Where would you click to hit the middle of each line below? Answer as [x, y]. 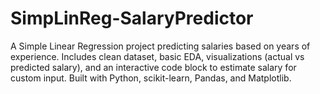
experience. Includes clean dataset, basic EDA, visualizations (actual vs [157, 56]
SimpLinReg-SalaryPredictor [132, 18]
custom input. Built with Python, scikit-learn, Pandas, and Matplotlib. [151, 78]
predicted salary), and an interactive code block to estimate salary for [153, 67]
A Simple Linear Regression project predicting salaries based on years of [160, 46]
